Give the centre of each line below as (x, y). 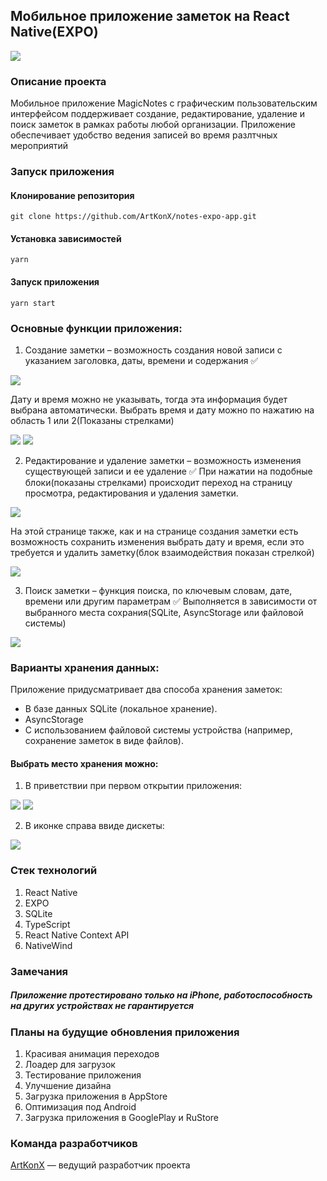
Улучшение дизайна (68, 1085)
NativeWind (48, 945)
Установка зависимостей (66, 238)
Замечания (39, 971)
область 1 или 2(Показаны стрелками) (92, 420)
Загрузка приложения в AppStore (96, 1096)
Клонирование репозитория (72, 195)
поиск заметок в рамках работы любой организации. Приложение (153, 125)
